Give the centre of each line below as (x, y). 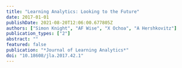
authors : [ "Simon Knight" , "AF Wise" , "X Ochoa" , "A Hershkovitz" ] (92, 28)
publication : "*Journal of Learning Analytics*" (68, 50)
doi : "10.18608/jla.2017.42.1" (45, 56)
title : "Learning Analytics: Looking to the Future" (73, 12)
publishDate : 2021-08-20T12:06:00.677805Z (59, 22)
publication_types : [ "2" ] (38, 34)
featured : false (26, 45)
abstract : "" (22, 39)
